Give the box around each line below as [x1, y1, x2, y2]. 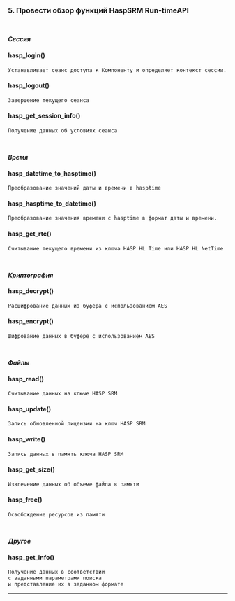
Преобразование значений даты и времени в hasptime [8, 185, 161, 192]
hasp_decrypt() [8, 287, 54, 295]
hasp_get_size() [8, 465, 55, 474]
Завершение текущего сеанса [8, 97, 90, 104]
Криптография [8, 271, 54, 279]
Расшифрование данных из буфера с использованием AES [8, 302, 168, 309]
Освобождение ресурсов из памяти [8, 511, 105, 518]
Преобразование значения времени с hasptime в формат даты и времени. [8, 215, 218, 222]
